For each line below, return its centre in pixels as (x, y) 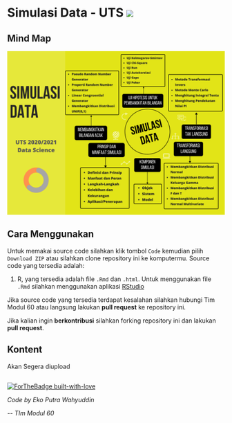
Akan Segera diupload (39, 366)
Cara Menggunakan (51, 234)
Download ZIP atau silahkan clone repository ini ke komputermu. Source (108, 258)
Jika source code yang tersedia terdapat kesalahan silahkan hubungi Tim (111, 300)
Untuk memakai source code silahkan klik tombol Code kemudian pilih (105, 251)
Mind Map (29, 38)
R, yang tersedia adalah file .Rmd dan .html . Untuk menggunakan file (114, 279)
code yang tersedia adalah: (46, 265)
